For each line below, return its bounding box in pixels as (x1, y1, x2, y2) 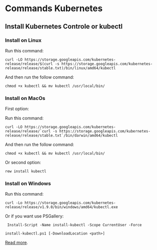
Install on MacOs (5, 95, 46, 101)
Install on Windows (5, 180, 51, 187)
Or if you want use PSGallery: (5, 213, 64, 219)
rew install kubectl (5, 169, 47, 174)
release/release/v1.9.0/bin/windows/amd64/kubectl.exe (5, 205, 118, 210)
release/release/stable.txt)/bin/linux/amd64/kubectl (5, 66, 116, 70)
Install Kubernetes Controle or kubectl (5, 22, 123, 31)
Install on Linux (5, 37, 42, 44)
